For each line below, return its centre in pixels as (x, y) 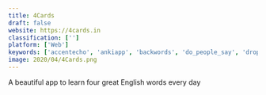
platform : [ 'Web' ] (38, 45)
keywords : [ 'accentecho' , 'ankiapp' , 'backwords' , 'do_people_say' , (123, 52)
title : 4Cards (32, 15)
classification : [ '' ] (44, 38)
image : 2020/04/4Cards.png (53, 60)
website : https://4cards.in (55, 30)
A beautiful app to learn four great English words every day (104, 82)
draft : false (30, 23)
